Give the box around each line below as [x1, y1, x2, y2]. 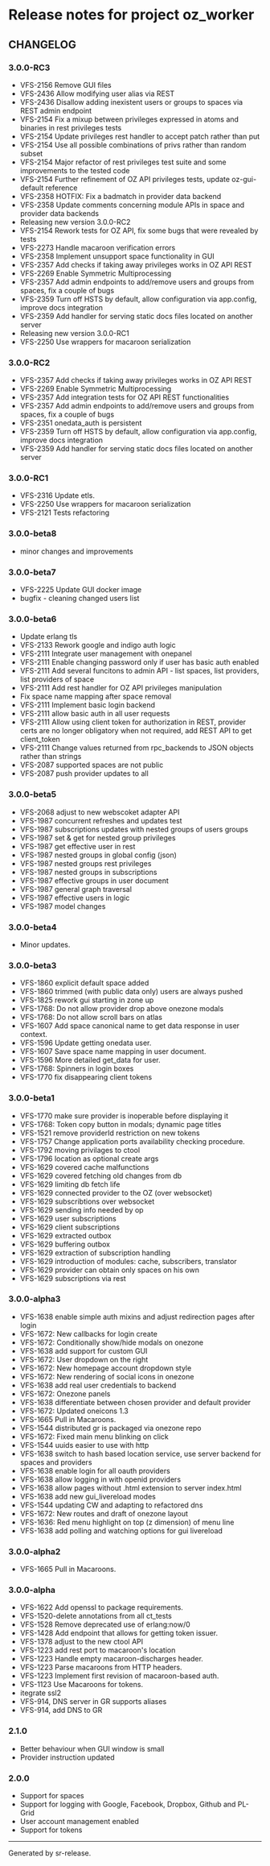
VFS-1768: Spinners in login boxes [19, 1064, 134, 1073]
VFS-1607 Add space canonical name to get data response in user [19, 1021, 239, 1030]
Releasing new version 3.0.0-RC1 [19, 328, 130, 338]
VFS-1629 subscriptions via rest [19, 1273, 126, 1283]
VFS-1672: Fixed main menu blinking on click [19, 1432, 169, 1441]
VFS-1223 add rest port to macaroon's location [19, 1645, 176, 1655]
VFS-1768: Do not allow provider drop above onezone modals [19, 1004, 224, 1014]
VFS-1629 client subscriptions [19, 1222, 121, 1232]
